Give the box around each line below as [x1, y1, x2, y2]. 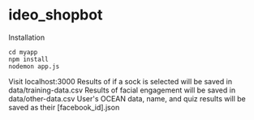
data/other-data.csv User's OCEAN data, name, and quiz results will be [8, 93, 246, 103]
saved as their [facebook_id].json [8, 102, 120, 112]
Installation [8, 32, 45, 42]
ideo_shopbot [8, 6, 103, 24]
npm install [8, 55, 49, 63]
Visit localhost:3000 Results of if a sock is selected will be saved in [8, 76, 233, 86]
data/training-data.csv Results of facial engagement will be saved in [8, 85, 236, 95]
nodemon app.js [8, 62, 60, 71]
